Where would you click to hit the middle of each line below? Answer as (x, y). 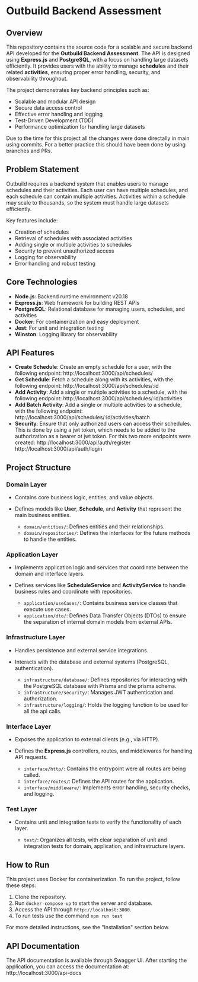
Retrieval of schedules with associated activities (73, 238)
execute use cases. (47, 610)
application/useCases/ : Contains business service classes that (100, 603)
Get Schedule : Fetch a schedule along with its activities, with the (94, 380)
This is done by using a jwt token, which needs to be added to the (95, 430)
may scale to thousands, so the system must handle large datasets (87, 202)
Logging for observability (45, 257)
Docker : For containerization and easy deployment (77, 321)
